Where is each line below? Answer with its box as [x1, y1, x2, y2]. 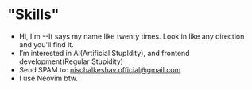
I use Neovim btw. [18, 73, 79, 83]
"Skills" [7, 6, 60, 24]
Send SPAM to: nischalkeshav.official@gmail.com [18, 65, 181, 74]
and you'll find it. [18, 39, 74, 49]
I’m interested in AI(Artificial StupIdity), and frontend [18, 48, 190, 57]
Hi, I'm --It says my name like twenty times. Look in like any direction [18, 32, 245, 41]
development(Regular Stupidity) [18, 57, 124, 66]
